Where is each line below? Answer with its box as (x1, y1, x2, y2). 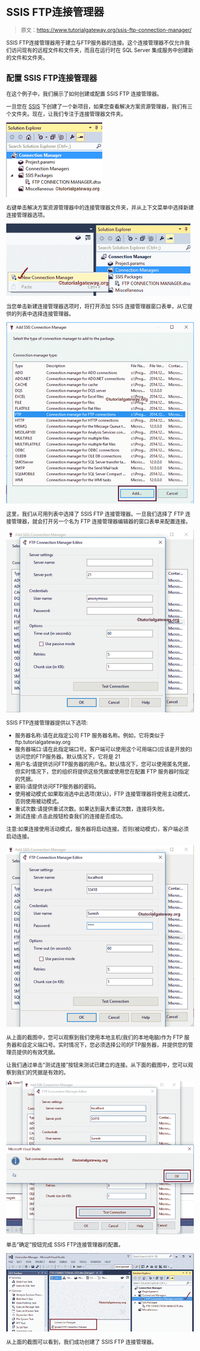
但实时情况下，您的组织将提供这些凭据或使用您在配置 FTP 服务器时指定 (14, 768, 189, 775)
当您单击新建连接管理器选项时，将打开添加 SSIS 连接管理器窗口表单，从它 (6, 302, 187, 310)
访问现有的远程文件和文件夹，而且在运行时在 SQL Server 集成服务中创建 (11, 46, 189, 54)
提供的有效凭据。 (16, 1048, 58, 1056)
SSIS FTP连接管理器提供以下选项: (6, 719, 88, 726)
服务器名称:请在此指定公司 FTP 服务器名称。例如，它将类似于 (14, 731, 165, 738)
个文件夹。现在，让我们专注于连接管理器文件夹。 (6, 110, 126, 117)
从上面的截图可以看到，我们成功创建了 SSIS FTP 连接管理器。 (6, 1338, 157, 1345)
